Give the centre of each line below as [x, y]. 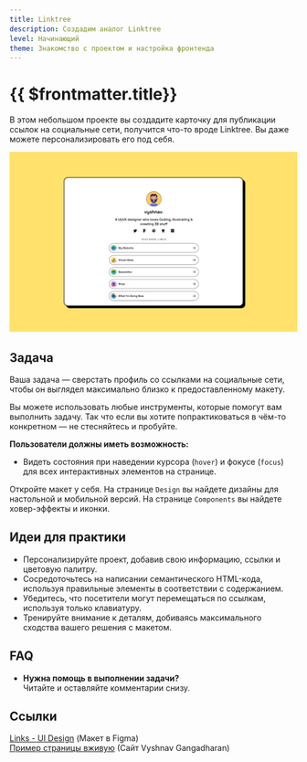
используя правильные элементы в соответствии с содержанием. [153, 588]
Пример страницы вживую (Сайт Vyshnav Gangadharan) [120, 748]
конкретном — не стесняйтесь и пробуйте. [94, 426]
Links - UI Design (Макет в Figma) [74, 738]
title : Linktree [40, 19]
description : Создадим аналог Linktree [85, 29]
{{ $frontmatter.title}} [94, 95]
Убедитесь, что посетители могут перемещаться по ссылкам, [144, 598]
